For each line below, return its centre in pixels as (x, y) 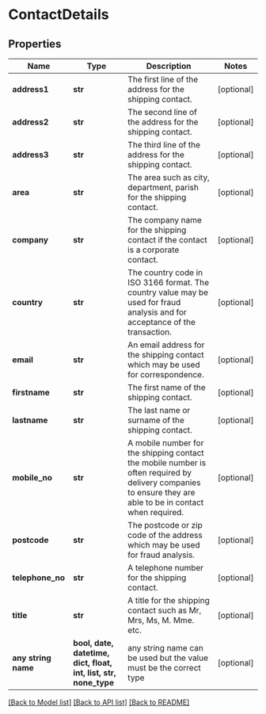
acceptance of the (162, 322)
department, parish (163, 187)
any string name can (165, 648)
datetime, (91, 653)
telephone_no (39, 578)
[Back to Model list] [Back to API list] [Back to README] (99, 702)
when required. (156, 512)
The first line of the (163, 79)
